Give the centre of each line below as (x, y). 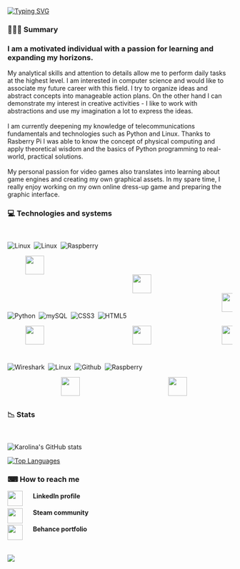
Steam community (61, 512)
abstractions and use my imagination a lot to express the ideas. (100, 111)
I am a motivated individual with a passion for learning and (111, 49)
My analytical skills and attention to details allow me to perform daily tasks (117, 73)
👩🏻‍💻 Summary (33, 29)
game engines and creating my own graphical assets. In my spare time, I (114, 179)
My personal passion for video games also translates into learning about (114, 172)
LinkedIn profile (57, 496)
